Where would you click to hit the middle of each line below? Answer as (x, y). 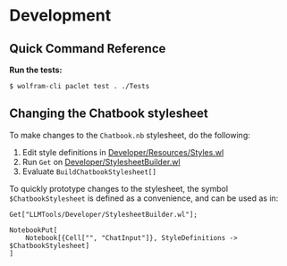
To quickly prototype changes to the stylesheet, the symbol (119, 188)
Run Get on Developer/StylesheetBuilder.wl (101, 162)
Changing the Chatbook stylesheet (109, 114)
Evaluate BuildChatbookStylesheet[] (89, 171)
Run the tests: (36, 70)
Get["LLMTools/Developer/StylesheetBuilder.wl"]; (104, 214)
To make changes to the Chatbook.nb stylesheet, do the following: (130, 135)
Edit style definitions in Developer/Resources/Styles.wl (123, 152)
